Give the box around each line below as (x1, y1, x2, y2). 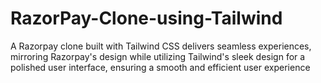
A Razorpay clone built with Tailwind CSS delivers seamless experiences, (10, 40, 312, 52)
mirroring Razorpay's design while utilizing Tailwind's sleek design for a (10, 50, 306, 62)
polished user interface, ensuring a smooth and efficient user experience (10, 61, 311, 73)
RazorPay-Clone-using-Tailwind (10, 7, 283, 30)
